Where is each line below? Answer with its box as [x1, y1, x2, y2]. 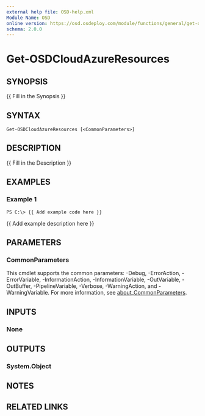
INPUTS [6, 306, 37, 317]
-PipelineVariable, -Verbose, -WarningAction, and [33, 282, 157, 290]
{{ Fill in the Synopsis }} [6, 93, 66, 100]
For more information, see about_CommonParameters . [51, 289, 187, 296]
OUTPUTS [6, 343, 46, 354]
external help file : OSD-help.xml [6, 9, 95, 15]
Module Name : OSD [6, 15, 51, 21]
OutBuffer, [6, 282, 32, 290]
